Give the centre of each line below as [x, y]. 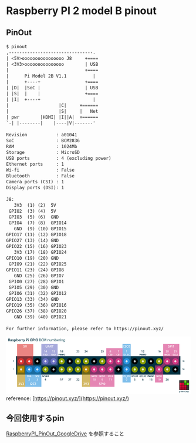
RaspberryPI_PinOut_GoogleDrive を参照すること [65, 434]
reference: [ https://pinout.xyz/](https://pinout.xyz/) [67, 398]
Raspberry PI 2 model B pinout [81, 11]
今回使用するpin [35, 418]
